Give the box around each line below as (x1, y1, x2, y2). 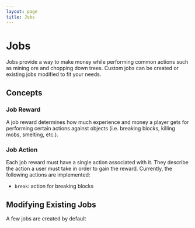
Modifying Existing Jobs (6, 199, 96, 209)
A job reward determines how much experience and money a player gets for (6, 119, 189, 126)
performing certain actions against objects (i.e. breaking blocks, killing (6, 125, 175, 132)
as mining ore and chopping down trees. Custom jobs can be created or (6, 65, 179, 72)
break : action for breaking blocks (14, 182, 94, 190)
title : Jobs (6, 14, 35, 20)
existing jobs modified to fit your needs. (6, 71, 102, 78)
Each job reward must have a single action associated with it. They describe (6, 159, 189, 166)
